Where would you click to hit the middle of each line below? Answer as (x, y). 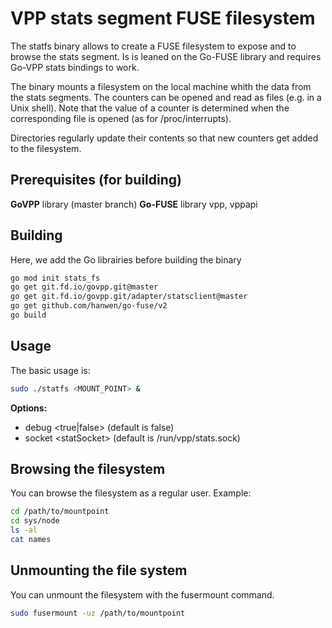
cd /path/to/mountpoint (60, 512)
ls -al (24, 530)
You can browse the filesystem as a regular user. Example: (131, 493)
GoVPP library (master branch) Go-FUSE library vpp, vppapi (134, 204)
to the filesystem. (46, 148)
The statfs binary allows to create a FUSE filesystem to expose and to (153, 46)
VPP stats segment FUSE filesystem (163, 18)
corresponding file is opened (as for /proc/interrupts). (121, 118)
